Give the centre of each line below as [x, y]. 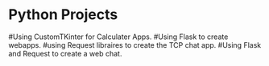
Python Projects [63, 15]
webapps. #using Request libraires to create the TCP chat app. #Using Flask [135, 45]
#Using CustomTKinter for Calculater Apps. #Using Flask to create [118, 37]
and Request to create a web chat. [65, 53]
